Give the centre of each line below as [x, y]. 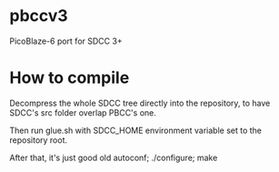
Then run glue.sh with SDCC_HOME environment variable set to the [135, 130]
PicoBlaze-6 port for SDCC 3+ [66, 41]
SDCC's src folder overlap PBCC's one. [83, 112]
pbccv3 [39, 16]
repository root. [39, 140]
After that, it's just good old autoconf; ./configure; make [114, 157]
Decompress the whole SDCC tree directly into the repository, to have [140, 103]
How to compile [70, 78]
